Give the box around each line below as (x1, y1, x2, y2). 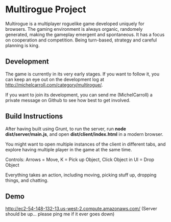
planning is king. (5, 42, 40, 48)
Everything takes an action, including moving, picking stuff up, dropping (5, 172, 157, 178)
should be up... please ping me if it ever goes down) (5, 211, 115, 217)
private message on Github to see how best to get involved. (5, 97, 131, 103)
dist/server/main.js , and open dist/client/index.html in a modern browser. (5, 131, 163, 137)
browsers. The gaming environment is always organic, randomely (5, 26, 143, 32)
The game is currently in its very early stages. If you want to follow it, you (5, 71, 160, 77)
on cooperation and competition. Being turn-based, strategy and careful (5, 37, 157, 43)
